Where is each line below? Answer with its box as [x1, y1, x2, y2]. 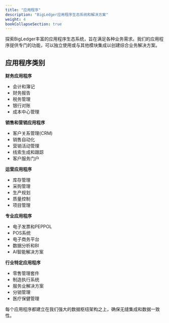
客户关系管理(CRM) [12, 130, 53, 136]
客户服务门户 [12, 155, 39, 161]
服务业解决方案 [12, 283, 44, 289]
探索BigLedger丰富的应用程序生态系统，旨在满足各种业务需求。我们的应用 [5, 36, 159, 42]
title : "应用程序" [5, 7, 41, 13]
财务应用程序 [5, 73, 32, 79]
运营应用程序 [5, 166, 32, 172]
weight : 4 [5, 17, 26, 22]
